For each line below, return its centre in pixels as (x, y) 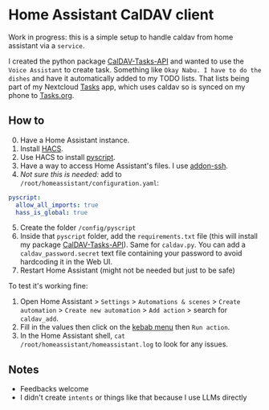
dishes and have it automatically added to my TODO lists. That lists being (129, 78)
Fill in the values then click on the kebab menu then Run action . (125, 327)
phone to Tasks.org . (41, 95)
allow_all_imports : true (57, 205)
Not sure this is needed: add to (71, 174)
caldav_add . (39, 318)
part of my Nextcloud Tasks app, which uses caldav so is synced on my (127, 87)
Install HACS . (42, 148)
